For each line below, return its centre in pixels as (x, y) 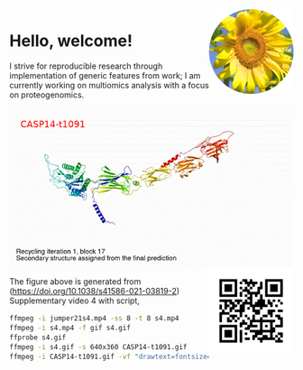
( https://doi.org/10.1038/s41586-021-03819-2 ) (95, 291)
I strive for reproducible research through (86, 66)
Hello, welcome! (71, 41)
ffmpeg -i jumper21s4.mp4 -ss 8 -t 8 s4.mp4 (94, 319)
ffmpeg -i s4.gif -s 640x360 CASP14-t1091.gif (98, 347)
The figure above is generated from (75, 282)
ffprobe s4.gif (38, 338)
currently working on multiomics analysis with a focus (109, 85)
